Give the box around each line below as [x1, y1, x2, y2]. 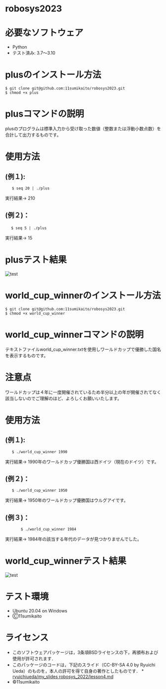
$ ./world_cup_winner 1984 [20, 527, 77, 532]
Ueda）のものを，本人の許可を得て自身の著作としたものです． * [12, 668, 144, 674]
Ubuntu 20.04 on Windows [12, 608, 68, 614]
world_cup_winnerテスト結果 [5, 555, 126, 567]
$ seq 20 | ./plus [11, 186, 50, 191]
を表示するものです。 [5, 352, 49, 358]
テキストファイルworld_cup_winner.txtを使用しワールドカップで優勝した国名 [5, 346, 162, 352]
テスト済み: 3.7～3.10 [12, 50, 55, 56]
